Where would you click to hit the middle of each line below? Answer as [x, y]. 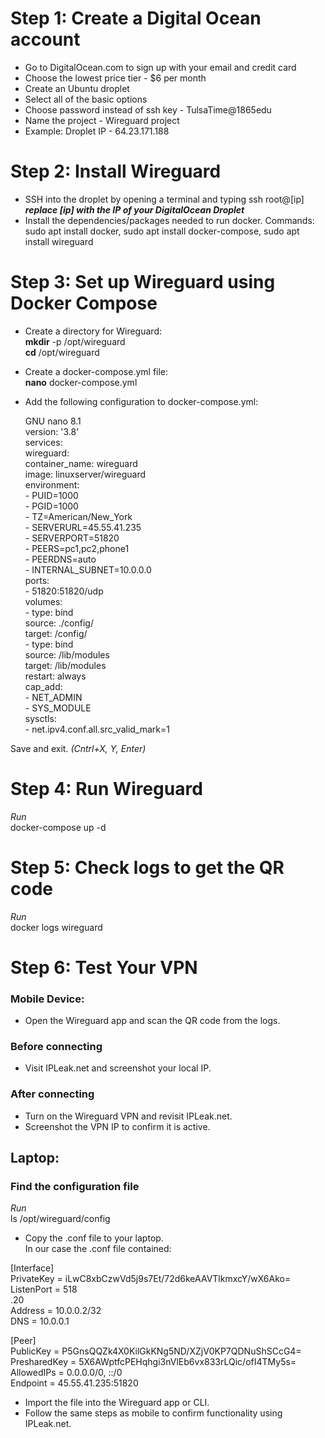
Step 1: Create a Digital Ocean [136, 18]
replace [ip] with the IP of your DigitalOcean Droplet [134, 209]
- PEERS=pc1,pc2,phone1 [77, 548]
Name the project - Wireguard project [102, 120]
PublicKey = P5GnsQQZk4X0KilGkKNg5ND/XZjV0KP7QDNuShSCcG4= [156, 1351]
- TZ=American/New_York [78, 516]
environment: [52, 484]
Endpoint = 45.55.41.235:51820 [74, 1383]
